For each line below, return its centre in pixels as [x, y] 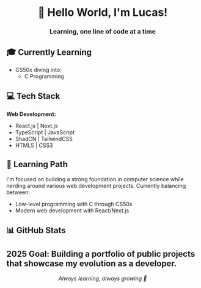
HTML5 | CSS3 [34, 145]
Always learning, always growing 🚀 [103, 278]
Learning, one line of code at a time [103, 32]
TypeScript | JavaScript [45, 132]
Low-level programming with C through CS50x [74, 204]
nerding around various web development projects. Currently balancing [96, 185]
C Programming [44, 76]
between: [18, 192]
